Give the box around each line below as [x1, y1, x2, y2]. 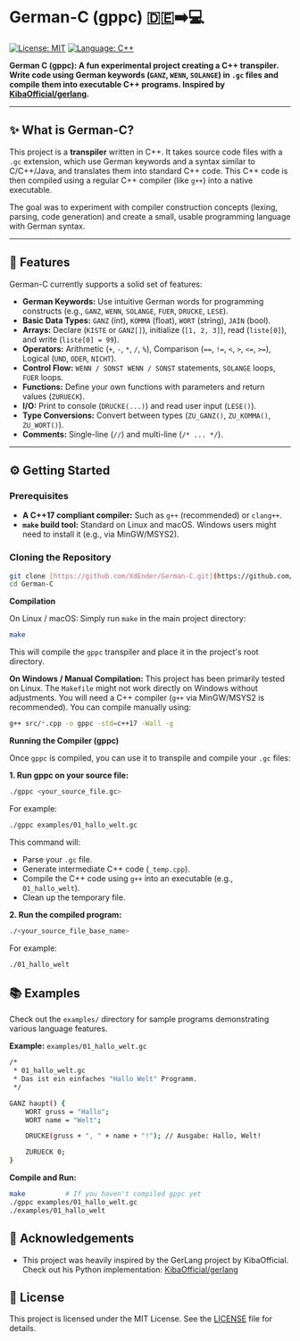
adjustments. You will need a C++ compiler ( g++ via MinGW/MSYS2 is [9, 693, 265, 704]
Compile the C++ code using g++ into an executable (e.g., [21, 872, 234, 884]
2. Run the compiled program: [9, 909, 122, 920]
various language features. [9, 1023, 108, 1034]
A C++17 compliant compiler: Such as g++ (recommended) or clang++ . [21, 510, 283, 521]
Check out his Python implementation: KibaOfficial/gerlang [21, 1264, 238, 1275]
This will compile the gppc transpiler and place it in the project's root [9, 646, 259, 657]
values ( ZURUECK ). [21, 390, 85, 402]
